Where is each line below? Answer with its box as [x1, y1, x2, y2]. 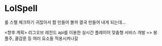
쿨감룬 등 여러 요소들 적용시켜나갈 [15, 35, 79, 41]
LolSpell [4, 3, 38, 14]
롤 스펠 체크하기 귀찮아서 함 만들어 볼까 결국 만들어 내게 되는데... [4, 19, 126, 25]
